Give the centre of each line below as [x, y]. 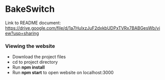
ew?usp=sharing [22, 33]
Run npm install [29, 67]
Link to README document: [33, 23]
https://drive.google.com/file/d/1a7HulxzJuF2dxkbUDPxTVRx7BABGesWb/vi [82, 28]
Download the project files [39, 57]
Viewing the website [30, 46]
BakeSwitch [30, 9]
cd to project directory [35, 62]
